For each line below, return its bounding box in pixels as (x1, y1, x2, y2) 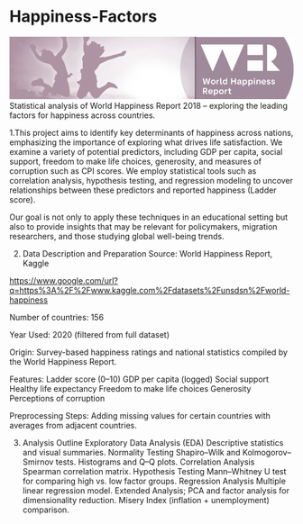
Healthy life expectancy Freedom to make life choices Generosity (9, 383, 252, 393)
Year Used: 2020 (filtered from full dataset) (9, 329, 170, 339)
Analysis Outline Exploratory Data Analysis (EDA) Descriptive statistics (22, 437, 284, 447)
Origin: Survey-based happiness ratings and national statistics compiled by (9, 347, 289, 357)
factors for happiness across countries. (9, 110, 156, 121)
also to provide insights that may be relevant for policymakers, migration (9, 221, 278, 231)
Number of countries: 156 (9, 312, 105, 322)
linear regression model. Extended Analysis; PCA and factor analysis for (22, 484, 290, 496)
